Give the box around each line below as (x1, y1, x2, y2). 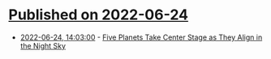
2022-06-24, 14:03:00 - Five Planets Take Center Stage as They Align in (19, 32, 263, 42)
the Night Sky (19, 40, 67, 50)
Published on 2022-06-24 (8, 6, 189, 24)
